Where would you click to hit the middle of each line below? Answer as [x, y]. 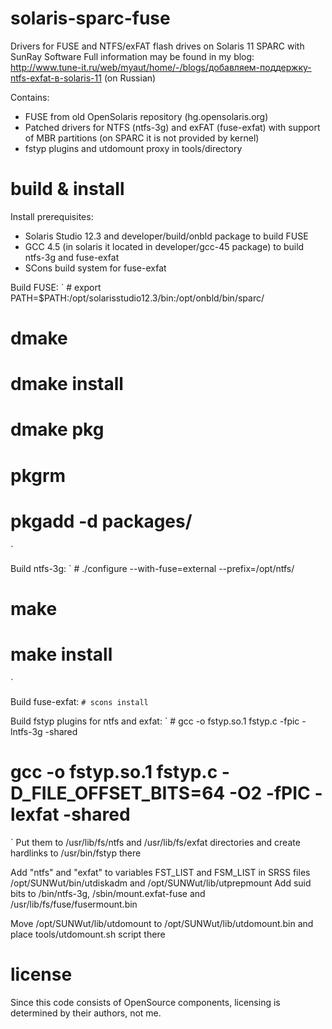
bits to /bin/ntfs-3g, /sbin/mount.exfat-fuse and [108, 893]
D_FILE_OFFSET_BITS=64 [118, 793]
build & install [67, 189]
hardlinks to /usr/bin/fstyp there [76, 853]
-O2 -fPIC [269, 793]
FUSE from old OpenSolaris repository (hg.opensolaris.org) [146, 116]
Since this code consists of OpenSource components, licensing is [145, 1002]
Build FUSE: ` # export [56, 287]
